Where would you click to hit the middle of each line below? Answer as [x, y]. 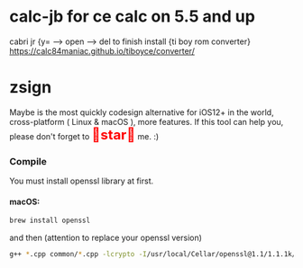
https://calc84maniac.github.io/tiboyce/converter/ [102, 50]
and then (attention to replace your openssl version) [106, 238]
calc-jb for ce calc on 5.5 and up [132, 17]
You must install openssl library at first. [82, 181]
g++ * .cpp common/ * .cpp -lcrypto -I [78, 255]
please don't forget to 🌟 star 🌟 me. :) [84, 134]
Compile [28, 161]
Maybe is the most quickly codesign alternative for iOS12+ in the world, [142, 112]
